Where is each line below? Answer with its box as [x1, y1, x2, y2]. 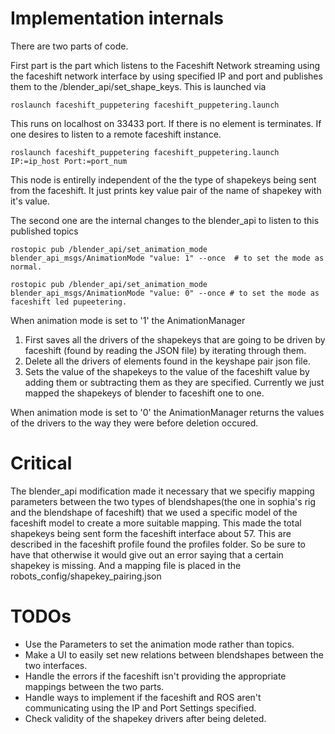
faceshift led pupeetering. [10, 297, 128, 307]
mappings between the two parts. [24, 680, 165, 692]
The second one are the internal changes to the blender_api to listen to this [10, 214, 320, 226]
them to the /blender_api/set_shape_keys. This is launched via [10, 80, 267, 92]
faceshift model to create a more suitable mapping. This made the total [10, 517, 302, 529]
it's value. [10, 195, 51, 207]
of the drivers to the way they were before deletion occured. [10, 417, 259, 429]
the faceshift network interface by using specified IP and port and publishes [10, 70, 323, 82]
